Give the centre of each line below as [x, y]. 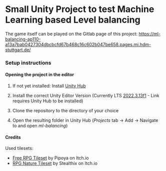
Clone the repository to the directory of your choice [65, 111]
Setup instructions [28, 63]
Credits [13, 137]
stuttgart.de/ [18, 50]
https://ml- [150, 34]
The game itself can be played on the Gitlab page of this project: [71, 34]
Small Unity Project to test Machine [80, 9]
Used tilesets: [19, 148]
